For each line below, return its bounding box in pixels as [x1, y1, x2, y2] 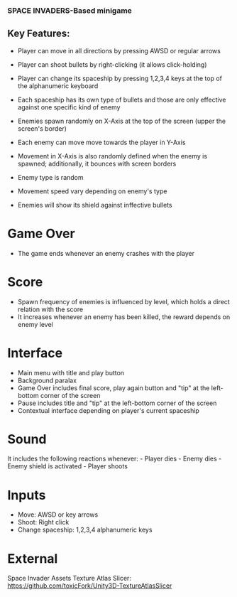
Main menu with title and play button [17, 368, 125, 377]
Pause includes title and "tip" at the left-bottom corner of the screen [17, 399, 217, 407]
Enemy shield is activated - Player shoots [7, 462, 128, 470]
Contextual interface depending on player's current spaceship [17, 406, 200, 414]
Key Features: [7, 28, 70, 40]
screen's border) [17, 124, 67, 133]
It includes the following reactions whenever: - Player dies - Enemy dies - [7, 454, 222, 463]
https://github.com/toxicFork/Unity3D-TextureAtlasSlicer [7, 581, 172, 590]
